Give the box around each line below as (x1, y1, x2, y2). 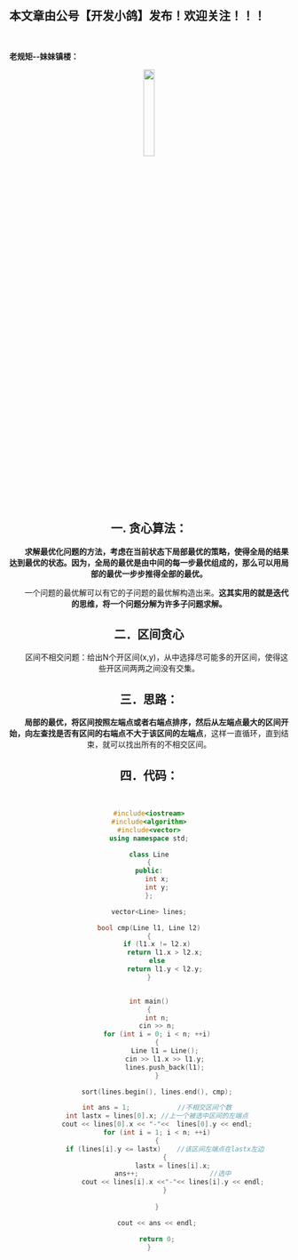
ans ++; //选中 (114, 1169, 231, 1178)
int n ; (145, 1013, 169, 1023)
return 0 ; (138, 1234, 176, 1243)
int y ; (145, 883, 169, 892)
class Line (129, 850, 169, 859)
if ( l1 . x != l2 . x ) (122, 940, 192, 949)
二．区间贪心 (114, 627, 184, 642)
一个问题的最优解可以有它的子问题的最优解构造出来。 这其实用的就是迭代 (24, 587, 289, 598)
